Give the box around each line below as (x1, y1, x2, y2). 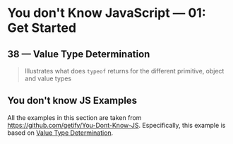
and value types (24, 74, 72, 83)
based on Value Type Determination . (7, 128, 114, 137)
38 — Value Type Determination (7, 48, 150, 60)
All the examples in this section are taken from (7, 113, 142, 121)
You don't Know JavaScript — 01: (7, 5, 206, 21)
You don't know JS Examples (7, 95, 138, 107)
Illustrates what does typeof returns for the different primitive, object (24, 67, 225, 75)
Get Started (7, 20, 76, 36)
